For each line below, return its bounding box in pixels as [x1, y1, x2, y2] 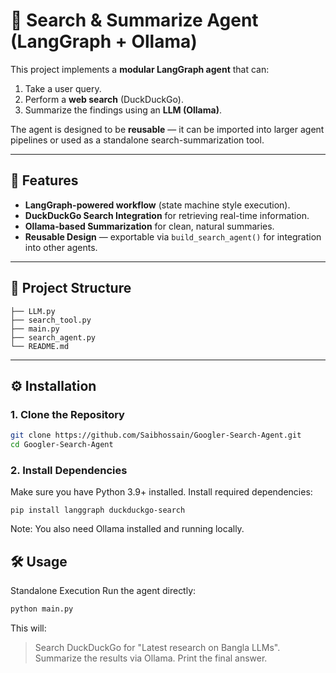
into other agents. [24, 241, 98, 253]
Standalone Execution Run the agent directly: [10, 585, 197, 597]
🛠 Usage [10, 553, 68, 570]
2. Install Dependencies [10, 463, 128, 477]
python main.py [10, 604, 74, 614]
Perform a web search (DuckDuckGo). [24, 93, 184, 105]
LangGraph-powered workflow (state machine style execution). [24, 199, 291, 211]
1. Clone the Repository [10, 407, 125, 421]
